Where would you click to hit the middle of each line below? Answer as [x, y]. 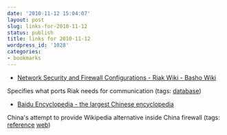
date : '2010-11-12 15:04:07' [49, 13]
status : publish [30, 33]
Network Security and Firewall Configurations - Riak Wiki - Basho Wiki [117, 77]
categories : [24, 52]
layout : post [26, 20]
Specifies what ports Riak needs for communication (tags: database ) [104, 90]
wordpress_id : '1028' [38, 45]
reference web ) [29, 125]
